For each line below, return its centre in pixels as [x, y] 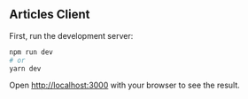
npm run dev [31, 52]
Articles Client [50, 15]
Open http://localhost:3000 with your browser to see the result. [125, 85]
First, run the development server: [71, 35]
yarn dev [25, 69]
